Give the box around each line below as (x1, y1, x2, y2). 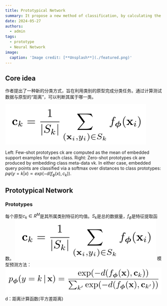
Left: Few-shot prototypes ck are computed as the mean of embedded (5, 149, 150, 156)
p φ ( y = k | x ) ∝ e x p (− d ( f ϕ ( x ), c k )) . (5, 171, 72, 178)
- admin (9, 29, 26, 34)
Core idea (5, 74, 36, 82)
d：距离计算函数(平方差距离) (5, 296, 64, 302)
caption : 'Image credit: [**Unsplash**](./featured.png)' (9, 55, 133, 60)
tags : (5, 34, 16, 39)
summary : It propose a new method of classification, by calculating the (5, 13, 162, 18)
